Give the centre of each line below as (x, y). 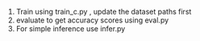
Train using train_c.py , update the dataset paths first (104, 12)
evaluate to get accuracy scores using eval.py (92, 20)
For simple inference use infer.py (71, 29)
